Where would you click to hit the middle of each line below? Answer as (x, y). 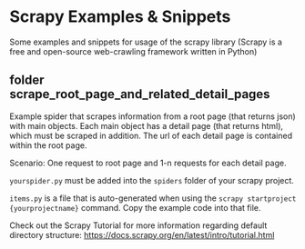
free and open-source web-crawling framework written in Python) (133, 51)
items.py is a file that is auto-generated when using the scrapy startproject (153, 198)
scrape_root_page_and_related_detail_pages (140, 94)
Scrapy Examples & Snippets (120, 17)
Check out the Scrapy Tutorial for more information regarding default (138, 225)
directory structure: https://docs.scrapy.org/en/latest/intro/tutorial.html (142, 234)
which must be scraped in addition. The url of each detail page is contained (151, 135)
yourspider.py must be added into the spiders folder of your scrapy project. (152, 180)
